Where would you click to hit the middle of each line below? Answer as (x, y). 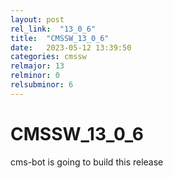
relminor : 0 (35, 76)
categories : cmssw (48, 57)
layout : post (37, 19)
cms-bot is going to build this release (87, 162)
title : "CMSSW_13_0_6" (60, 38)
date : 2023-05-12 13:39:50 (71, 47)
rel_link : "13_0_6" (53, 29)
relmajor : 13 (37, 66)
